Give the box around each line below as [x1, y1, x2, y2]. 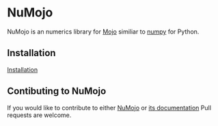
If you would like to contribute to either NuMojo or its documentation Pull [7, 103, 212, 112]
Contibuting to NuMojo [7, 86, 107, 97]
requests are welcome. [7, 111, 72, 119]
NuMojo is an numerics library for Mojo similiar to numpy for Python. [7, 27, 200, 36]
